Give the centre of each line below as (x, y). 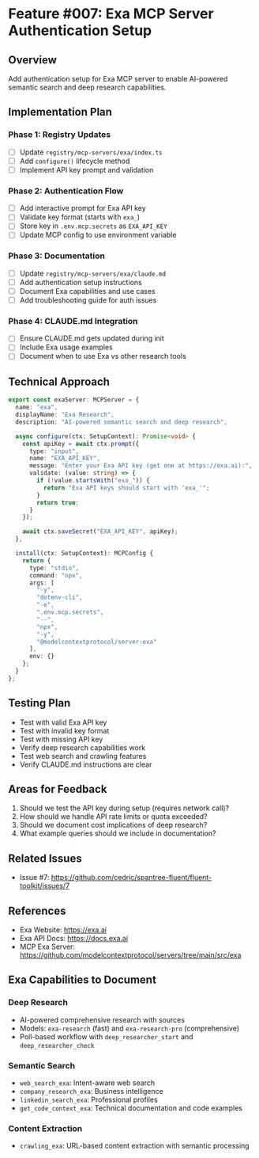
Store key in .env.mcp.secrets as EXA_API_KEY (93, 226)
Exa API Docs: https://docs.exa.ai (74, 939)
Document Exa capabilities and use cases (87, 291)
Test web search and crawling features (83, 756)
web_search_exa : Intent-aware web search (87, 1083)
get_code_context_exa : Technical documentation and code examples (131, 1108)
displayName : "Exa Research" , (65, 415)
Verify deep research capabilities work (83, 747)
